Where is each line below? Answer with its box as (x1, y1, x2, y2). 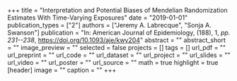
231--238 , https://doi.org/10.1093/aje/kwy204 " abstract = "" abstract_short (7, 36, 226, 44)
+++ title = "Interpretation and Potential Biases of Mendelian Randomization (7, 6, 228, 14)
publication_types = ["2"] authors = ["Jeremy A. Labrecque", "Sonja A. (7, 21, 212, 29)
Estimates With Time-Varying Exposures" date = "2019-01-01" (7, 13, 188, 22)
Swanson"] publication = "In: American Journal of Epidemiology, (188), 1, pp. (7, 28, 231, 37)
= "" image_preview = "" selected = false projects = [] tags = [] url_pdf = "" (7, 44, 226, 51)
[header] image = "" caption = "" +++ (7, 66, 117, 74)
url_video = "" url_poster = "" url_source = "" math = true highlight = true (7, 58, 219, 66)
